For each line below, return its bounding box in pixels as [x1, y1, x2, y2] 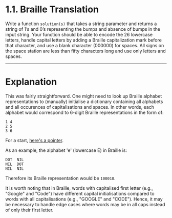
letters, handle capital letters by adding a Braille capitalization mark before [5, 37, 162, 43]
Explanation [5, 76, 57, 88]
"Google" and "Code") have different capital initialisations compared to [5, 190, 155, 196]
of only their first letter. [5, 207, 54, 213]
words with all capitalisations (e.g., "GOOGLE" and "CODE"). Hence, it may [5, 196, 163, 202]
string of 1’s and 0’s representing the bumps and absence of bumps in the [5, 26, 160, 32]
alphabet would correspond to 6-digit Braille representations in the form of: [5, 109, 164, 115]
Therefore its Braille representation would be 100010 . [5, 175, 116, 181]
